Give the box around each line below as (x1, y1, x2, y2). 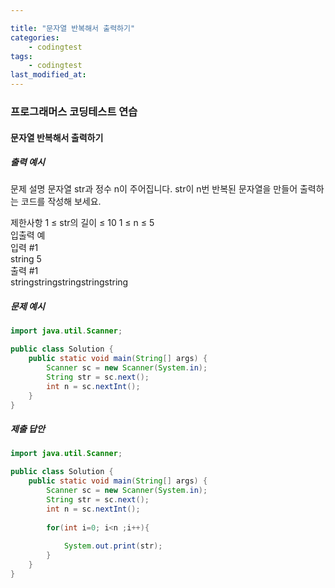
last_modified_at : (10, 70, 87, 80)
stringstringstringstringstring (10, 276, 129, 288)
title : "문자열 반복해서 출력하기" (10, 23, 136, 33)
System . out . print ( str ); (63, 541, 163, 551)
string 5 (10, 253, 42, 265)
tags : (10, 51, 33, 61)
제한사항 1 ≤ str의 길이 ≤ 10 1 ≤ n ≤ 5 (10, 217, 155, 229)
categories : (10, 32, 60, 43)
